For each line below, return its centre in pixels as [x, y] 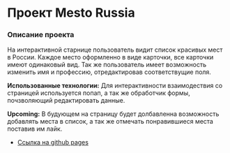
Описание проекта [41, 35]
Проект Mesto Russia [71, 13]
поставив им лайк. [35, 129]
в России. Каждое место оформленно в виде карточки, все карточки [110, 57]
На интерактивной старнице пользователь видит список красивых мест [115, 50]
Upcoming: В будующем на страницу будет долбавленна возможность [113, 114]
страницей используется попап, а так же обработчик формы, [99, 93]
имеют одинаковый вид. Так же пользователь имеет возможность [107, 65]
